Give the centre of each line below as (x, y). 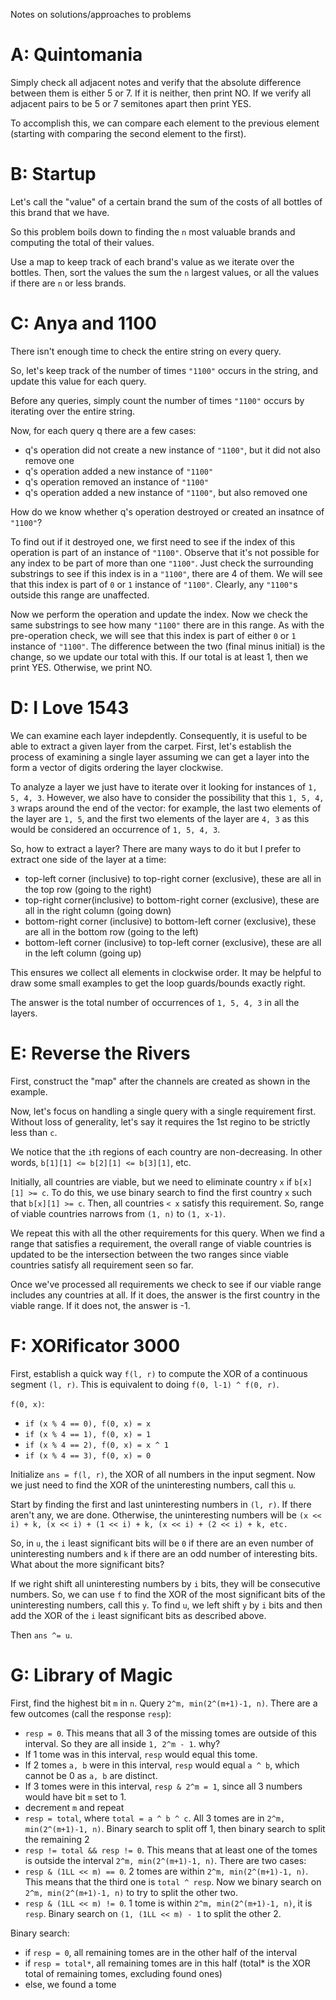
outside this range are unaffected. (80, 595)
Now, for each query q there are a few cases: (103, 430)
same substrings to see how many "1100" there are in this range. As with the (167, 625)
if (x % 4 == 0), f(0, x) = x (88, 1424)
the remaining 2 (57, 1839)
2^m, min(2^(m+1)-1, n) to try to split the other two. (131, 1892)
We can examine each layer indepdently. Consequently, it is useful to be (159, 735)
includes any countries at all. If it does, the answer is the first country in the (165, 1295)
